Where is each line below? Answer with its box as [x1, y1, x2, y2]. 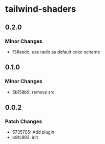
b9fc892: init [12, 134, 38, 141]
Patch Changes [5, 118, 42, 125]
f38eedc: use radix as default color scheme [12, 49, 100, 55]
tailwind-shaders [5, 3, 77, 15]
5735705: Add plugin [12, 129, 55, 135]
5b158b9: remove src [12, 89, 55, 95]
